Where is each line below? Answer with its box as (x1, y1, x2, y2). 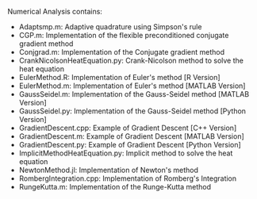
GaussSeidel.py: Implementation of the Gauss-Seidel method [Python (18, 106, 247, 116)
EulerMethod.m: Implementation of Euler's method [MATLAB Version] (18, 81, 246, 90)
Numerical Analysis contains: (7, 7, 102, 16)
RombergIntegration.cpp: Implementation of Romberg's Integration (18, 174, 237, 183)
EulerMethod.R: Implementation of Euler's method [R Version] (18, 73, 221, 82)
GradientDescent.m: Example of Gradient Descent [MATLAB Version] (18, 132, 245, 141)
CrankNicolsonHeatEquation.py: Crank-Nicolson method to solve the (18, 55, 244, 65)
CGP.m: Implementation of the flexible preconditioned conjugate (18, 31, 229, 40)
